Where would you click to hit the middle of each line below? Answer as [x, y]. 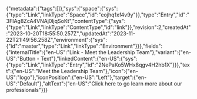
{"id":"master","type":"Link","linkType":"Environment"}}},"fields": [84, 46]
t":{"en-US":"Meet [29, 71]
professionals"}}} [27, 90]
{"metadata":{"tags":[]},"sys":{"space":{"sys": [62, 9]
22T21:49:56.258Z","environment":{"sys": [57, 40]
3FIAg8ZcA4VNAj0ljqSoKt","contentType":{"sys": [66, 21]
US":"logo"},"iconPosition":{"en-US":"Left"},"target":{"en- [76, 77]
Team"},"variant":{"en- [164, 52]
